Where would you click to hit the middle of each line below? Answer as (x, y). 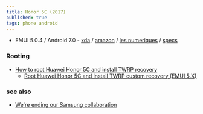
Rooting (18, 56)
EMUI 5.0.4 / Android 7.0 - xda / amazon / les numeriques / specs (96, 41)
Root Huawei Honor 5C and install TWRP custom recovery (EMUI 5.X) (110, 76)
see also (19, 92)
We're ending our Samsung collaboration (66, 104)
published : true (27, 18)
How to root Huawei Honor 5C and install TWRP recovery (86, 69)
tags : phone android (32, 23)
